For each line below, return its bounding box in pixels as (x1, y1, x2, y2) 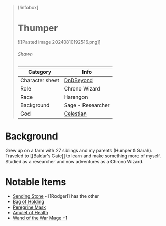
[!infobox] (17, 5, 39, 10)
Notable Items (5, 176, 66, 188)
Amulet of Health (12, 210, 48, 216)
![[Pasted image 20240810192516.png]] (17, 39, 101, 45)
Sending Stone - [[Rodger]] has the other (12, 193, 99, 199)
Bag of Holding (12, 199, 44, 205)
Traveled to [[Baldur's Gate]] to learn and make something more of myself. (5, 153, 161, 159)
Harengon (64, 94, 88, 101)
